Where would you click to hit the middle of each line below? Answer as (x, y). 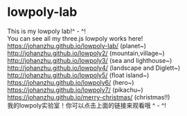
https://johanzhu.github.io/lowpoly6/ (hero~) (71, 82)
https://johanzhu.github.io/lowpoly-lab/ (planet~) (77, 46)
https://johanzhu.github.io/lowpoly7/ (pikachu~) (75, 90)
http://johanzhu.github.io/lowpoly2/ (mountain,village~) (86, 53)
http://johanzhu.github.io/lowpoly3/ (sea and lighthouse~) (90, 60)
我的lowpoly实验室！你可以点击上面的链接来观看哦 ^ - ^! (87, 105)
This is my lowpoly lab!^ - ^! (47, 31)
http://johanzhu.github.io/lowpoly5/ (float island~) (78, 75)
